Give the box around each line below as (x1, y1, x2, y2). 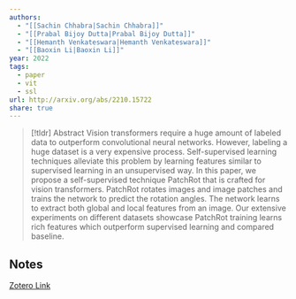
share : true (9, 103, 53, 112)
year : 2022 (9, 54, 49, 63)
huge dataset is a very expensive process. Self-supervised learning (30, 147, 277, 157)
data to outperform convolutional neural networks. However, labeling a (30, 137, 288, 148)
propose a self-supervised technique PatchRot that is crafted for (30, 174, 266, 186)
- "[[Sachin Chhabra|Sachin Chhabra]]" (17, 21, 164, 30)
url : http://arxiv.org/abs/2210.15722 (9, 95, 152, 104)
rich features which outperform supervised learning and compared (30, 222, 275, 233)
